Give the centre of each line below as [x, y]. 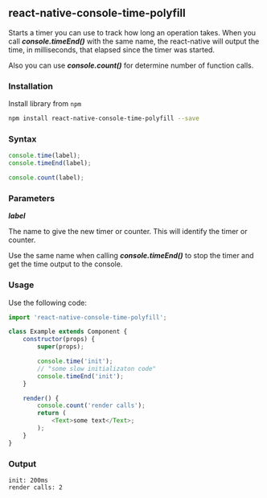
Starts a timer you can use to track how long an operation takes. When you [132, 32]
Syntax [23, 138]
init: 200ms [28, 480]
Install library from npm [45, 104]
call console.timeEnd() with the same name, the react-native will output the [134, 41]
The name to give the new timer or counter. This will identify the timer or [128, 232]
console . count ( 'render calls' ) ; [92, 405]
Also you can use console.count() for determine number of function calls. [131, 65]
